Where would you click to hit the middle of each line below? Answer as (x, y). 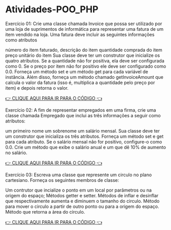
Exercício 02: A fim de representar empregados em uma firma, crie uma (81, 110)
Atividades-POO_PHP (52, 9)
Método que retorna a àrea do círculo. (45, 212)
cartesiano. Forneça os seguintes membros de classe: (62, 180)
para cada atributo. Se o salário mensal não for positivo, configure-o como (84, 141)
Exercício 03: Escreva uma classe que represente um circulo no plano (79, 175)
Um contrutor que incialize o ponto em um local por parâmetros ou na (79, 190)
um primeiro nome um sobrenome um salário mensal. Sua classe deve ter (82, 131)
